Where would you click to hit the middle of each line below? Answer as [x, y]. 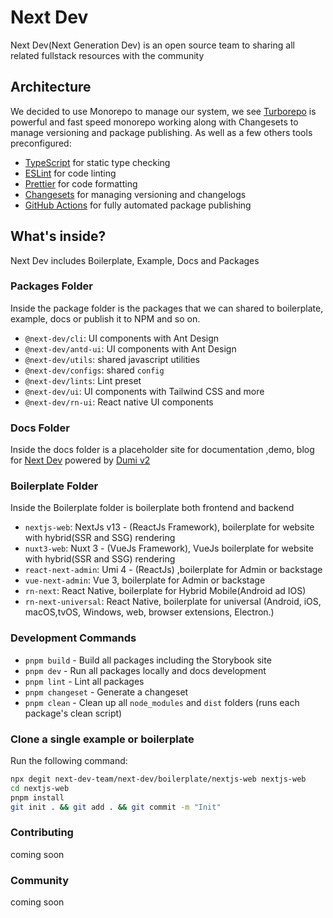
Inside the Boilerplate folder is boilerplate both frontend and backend [152, 508]
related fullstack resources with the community [107, 55]
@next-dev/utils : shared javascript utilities [112, 359]
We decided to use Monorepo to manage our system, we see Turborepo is [163, 111]
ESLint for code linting [70, 173]
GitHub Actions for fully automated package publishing [138, 205]
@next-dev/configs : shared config [94, 370]
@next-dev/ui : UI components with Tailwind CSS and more [144, 391]
